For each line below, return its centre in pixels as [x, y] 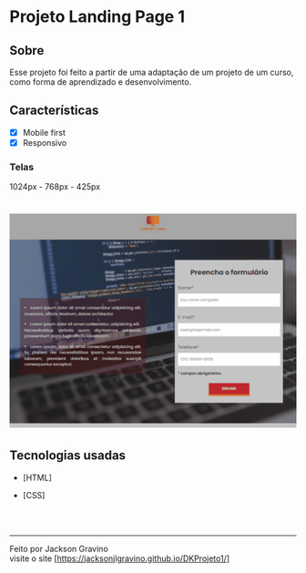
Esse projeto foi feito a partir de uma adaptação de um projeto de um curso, [152, 72]
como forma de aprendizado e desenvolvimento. [101, 82]
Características [54, 111]
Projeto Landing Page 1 [97, 17]
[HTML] [37, 477]
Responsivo [45, 142]
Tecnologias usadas [67, 456]
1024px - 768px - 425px [55, 187]
